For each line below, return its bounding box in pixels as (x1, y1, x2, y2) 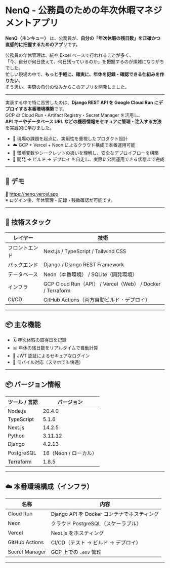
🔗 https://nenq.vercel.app (5, 191, 59, 197)
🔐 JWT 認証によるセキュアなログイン (12, 353, 90, 359)
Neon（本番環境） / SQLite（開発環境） (43, 271, 138, 278)
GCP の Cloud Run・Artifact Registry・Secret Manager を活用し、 (5, 112, 143, 118)
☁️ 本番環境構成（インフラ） (5, 482, 94, 491)
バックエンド (8, 261, 39, 268)
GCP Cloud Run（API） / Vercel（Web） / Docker (43, 280, 161, 287)
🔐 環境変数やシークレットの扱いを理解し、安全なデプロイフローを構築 (12, 150, 159, 156)
